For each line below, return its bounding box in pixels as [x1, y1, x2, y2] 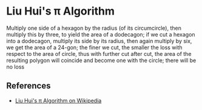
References [6, 81, 51, 91]
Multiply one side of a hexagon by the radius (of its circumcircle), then [6, 24, 182, 32]
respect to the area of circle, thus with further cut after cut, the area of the [6, 50, 192, 57]
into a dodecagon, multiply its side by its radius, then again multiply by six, [6, 37, 192, 44]
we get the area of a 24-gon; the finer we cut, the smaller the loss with [6, 44, 183, 51]
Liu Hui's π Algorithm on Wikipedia [15, 97, 102, 104]
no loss [6, 63, 25, 70]
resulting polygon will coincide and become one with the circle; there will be [6, 57, 197, 64]
